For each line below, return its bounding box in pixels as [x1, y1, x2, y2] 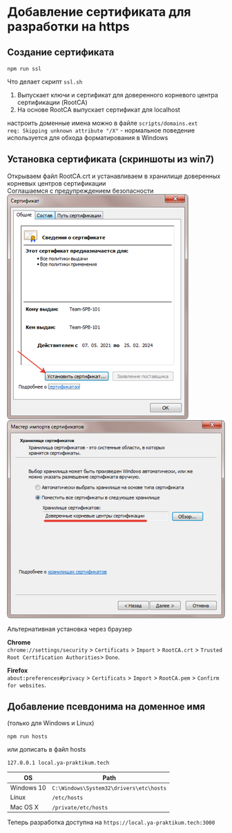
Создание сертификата [7, 46, 115, 58]
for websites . [7, 680, 46, 689]
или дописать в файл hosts [7, 745, 86, 754]
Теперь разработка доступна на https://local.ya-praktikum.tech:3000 [7, 819, 215, 827]
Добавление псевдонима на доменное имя [7, 701, 206, 713]
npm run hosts [7, 733, 48, 741]
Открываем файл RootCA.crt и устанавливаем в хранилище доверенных [7, 172, 221, 180]
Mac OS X [10, 803, 39, 811]
